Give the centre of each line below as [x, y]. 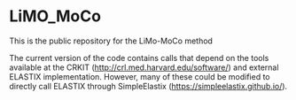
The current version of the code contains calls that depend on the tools [139, 58]
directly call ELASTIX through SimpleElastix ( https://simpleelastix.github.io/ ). [148, 86]
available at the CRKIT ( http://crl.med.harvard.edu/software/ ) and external [144, 67]
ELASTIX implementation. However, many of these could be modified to [140, 76]
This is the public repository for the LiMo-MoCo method [111, 41]
